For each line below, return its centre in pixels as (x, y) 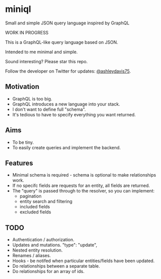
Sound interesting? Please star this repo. (47, 61)
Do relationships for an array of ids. (48, 272)
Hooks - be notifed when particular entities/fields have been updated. (83, 261)
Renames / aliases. (31, 256)
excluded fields (35, 212)
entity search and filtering (46, 201)
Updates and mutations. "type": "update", (55, 245)
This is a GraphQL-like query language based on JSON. (62, 42)
